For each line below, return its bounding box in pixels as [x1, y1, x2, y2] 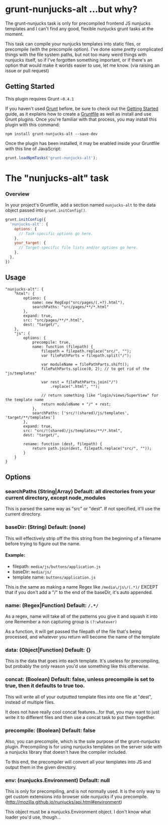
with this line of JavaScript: [5, 145, 62, 152]
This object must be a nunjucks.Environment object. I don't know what [5, 809, 151, 815]
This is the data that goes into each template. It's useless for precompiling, [5, 658, 160, 664]
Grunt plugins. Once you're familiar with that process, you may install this [5, 116, 157, 122]
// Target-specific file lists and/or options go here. [18, 245, 138, 251]
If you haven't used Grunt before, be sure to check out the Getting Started [5, 105, 158, 112]
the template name [5, 397, 44, 402]
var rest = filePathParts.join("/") [41, 379, 118, 384]
